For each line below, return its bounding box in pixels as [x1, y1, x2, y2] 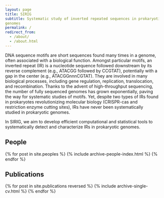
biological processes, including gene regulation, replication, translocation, [5, 78, 154, 84]
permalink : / [5, 25, 32, 30]
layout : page [5, 7, 32, 12]
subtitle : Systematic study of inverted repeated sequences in [5, 16, 137, 21]
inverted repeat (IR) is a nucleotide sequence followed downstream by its [5, 62, 152, 68]
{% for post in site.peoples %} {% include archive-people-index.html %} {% [5, 151, 158, 157]
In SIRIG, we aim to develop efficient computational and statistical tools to [5, 119, 153, 124]
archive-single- [117, 183, 148, 189]
